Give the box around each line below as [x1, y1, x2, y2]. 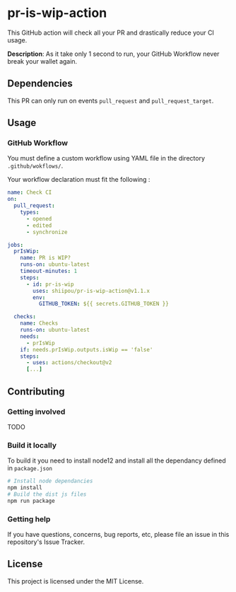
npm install [7, 484, 42, 492]
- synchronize [25, 228, 69, 236]
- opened [25, 215, 52, 222]
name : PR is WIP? [20, 255, 71, 262]
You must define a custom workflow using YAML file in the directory [7, 154, 206, 163]
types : [20, 209, 40, 216]
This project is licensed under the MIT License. [7, 576, 144, 585]
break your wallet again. [7, 57, 78, 65]
